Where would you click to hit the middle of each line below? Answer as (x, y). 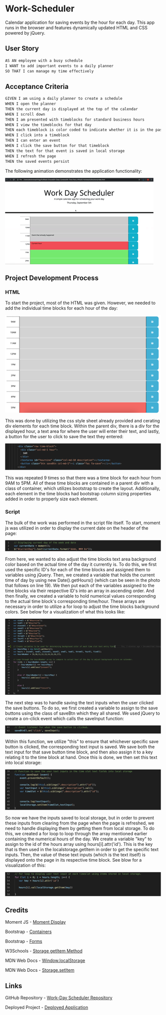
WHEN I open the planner (31, 104)
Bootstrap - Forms (24, 942)
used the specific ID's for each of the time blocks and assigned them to (78, 570)
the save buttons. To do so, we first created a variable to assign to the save (82, 708)
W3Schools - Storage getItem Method (44, 951)
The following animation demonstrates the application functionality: (74, 171)
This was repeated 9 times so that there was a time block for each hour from (83, 478)
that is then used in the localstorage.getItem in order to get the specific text (82, 850)
